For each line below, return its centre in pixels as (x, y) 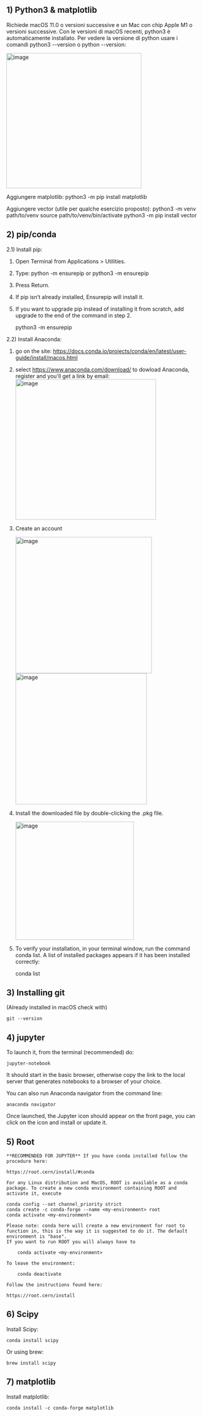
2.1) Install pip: (25, 249)
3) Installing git (36, 993)
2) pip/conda (32, 235)
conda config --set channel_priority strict (64, 1205)
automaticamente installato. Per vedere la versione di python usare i (92, 38)
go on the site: (33, 351)
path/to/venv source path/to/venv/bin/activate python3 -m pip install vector (102, 215)
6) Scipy (22, 1314)
